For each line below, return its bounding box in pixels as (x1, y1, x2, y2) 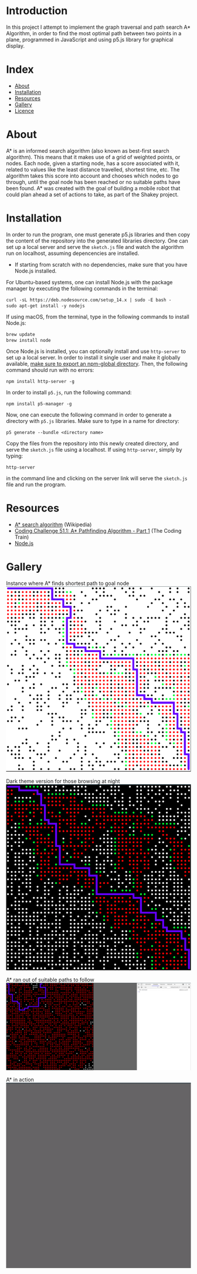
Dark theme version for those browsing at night (6, 778, 120, 785)
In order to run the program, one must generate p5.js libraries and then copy (6, 231, 191, 238)
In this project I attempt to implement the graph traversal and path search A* (6, 23, 191, 31)
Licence (14, 107, 34, 114)
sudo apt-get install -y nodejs (6, 302, 85, 309)
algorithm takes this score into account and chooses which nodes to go (6, 172, 179, 179)
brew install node (6, 337, 51, 343)
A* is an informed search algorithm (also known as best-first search (6, 147, 169, 154)
